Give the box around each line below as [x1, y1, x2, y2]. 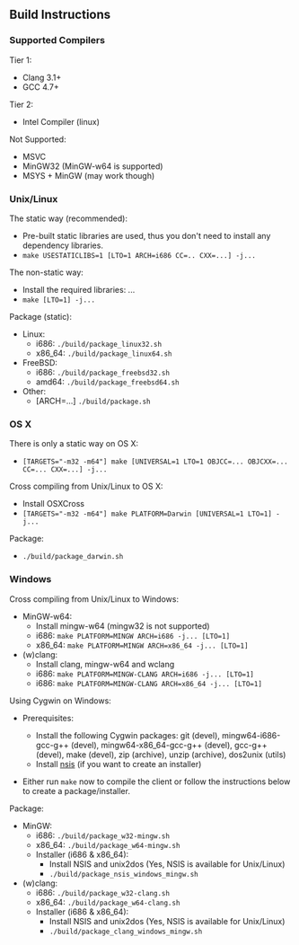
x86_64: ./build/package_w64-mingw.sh [35, 839, 180, 850]
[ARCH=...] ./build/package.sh [35, 395, 151, 406]
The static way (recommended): [9, 213, 128, 224]
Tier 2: [9, 99, 34, 110]
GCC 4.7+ [22, 81, 60, 93]
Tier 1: [9, 54, 32, 66]
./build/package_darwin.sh [22, 552, 124, 561]
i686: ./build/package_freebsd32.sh [35, 367, 171, 377]
